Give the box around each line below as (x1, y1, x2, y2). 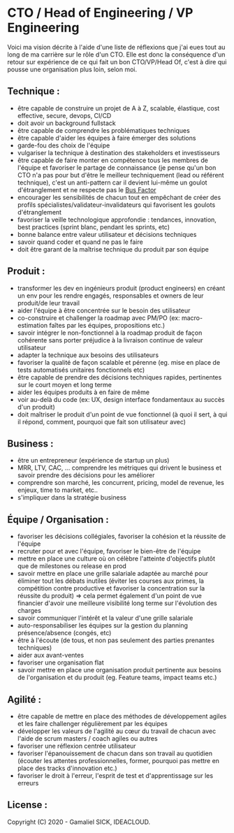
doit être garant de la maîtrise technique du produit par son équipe (17, 245, 210, 253)
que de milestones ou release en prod (17, 562, 127, 570)
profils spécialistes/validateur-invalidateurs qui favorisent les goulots (17, 201, 216, 209)
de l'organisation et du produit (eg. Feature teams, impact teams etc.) (17, 673, 217, 682)
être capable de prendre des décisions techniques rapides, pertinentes (17, 372, 222, 382)
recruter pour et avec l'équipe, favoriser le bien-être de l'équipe (17, 547, 201, 556)
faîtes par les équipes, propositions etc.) (49, 321, 166, 329)
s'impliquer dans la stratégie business (17, 493, 127, 502)
